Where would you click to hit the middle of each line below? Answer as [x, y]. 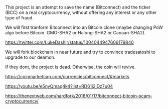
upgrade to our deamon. [30, 57]
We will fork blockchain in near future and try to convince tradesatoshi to [80, 52]
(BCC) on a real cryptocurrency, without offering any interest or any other [81, 12]
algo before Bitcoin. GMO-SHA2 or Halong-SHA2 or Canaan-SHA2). [75, 33]
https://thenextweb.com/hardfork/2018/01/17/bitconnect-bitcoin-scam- [79, 96]
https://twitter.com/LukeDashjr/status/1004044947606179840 [69, 42]
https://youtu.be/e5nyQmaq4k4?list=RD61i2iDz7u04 [59, 86]
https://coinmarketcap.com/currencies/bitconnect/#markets [67, 76]
